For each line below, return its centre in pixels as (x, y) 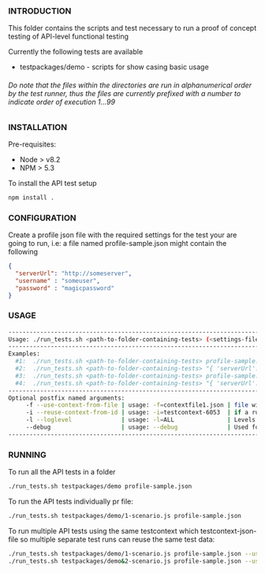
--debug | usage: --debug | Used (137, 427)
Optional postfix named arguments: (67, 398)
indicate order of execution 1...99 (62, 102)
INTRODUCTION (40, 11)
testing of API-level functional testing (68, 36)
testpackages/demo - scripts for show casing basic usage (114, 67)
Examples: (24, 354)
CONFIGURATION (42, 218)
